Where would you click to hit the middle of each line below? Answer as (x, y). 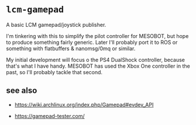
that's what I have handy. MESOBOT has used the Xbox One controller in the (98, 66)
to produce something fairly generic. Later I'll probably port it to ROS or (92, 42)
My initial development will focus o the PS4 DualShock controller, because (96, 60)
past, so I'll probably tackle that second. (54, 72)
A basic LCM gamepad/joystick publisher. (56, 25)
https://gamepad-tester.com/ (49, 116)
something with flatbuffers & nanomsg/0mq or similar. (71, 48)
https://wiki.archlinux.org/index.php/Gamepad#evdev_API (84, 105)
